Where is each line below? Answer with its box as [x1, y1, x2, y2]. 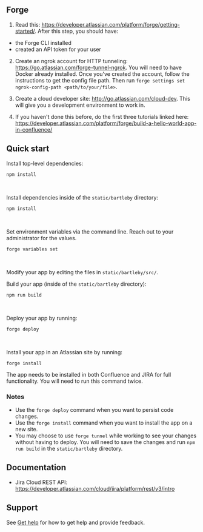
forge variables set [6, 246, 59, 252]
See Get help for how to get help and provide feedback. [6, 519, 145, 526]
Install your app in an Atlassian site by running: [6, 348, 122, 355]
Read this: [15, 21, 41, 28]
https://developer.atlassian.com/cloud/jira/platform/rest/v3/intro [15, 485, 175, 492]
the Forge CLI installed [15, 39, 72, 46]
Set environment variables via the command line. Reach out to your [6, 227, 174, 235]
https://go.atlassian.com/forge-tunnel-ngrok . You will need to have [15, 64, 182, 71]
